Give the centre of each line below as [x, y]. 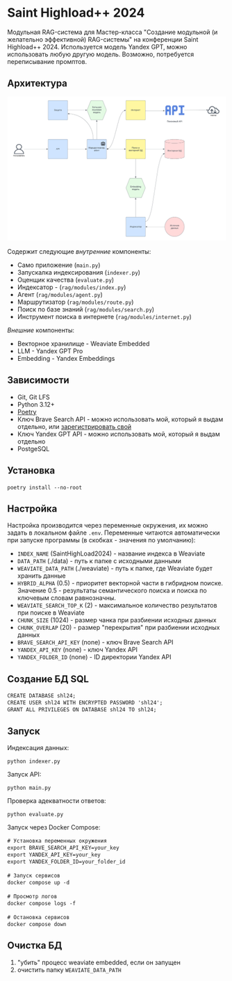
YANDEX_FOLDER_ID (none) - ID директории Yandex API [94, 657]
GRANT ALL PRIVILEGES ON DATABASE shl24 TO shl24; [82, 710]
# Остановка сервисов [39, 918]
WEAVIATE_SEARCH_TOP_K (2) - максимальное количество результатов [117, 606]
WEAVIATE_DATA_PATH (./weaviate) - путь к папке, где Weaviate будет [115, 569]
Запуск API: [24, 775]
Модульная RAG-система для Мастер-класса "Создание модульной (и [113, 32]
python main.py [29, 788]
